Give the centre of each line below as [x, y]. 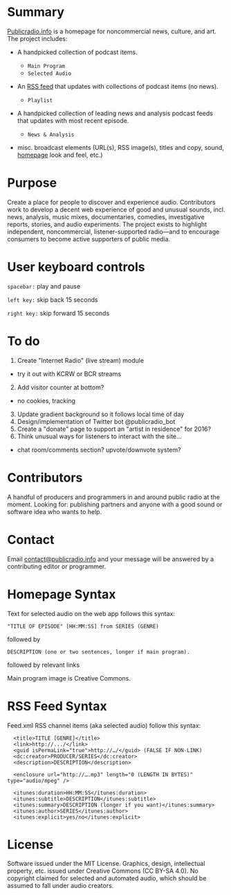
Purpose [32, 183]
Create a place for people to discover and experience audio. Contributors [111, 202]
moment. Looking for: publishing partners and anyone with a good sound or [115, 504]
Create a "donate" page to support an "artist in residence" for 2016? [114, 429]
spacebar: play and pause [44, 286]
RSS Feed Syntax [57, 706]
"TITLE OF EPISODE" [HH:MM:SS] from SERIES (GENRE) [83, 626]
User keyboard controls [76, 267]
